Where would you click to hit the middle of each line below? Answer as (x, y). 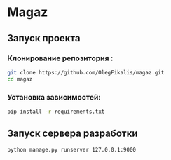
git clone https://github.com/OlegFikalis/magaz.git (86, 72)
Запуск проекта (44, 38)
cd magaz (20, 79)
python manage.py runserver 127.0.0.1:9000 (72, 149)
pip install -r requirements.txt (56, 112)
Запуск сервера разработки (73, 134)
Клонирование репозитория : (60, 58)
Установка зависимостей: (54, 97)
